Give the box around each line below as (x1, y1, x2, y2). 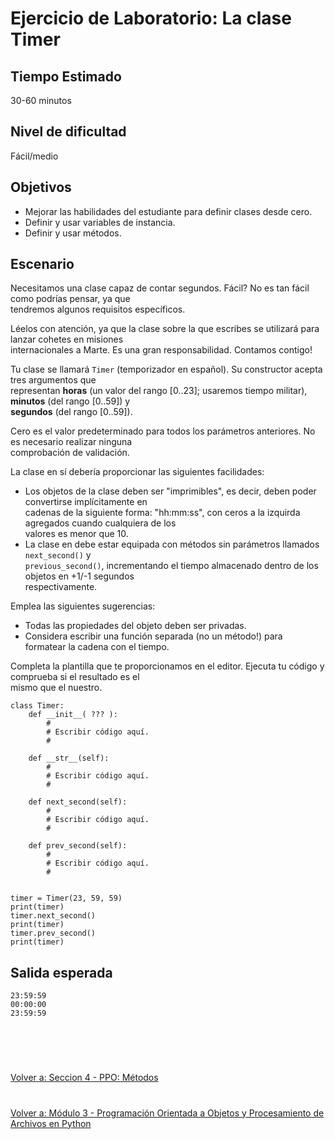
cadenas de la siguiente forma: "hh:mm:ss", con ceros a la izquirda (24, 507, 301, 519)
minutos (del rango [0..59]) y (10, 395, 131, 407)
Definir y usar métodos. (24, 227, 122, 239)
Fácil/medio (10, 150, 59, 162)
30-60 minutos (10, 95, 72, 106)
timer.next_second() (10, 911, 97, 921)
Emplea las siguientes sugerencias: (10, 600, 156, 612)
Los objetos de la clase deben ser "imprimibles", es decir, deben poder (24, 485, 317, 497)
